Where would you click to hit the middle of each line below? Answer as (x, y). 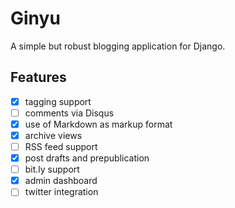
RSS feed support (61, 146)
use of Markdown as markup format (98, 124)
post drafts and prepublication (87, 158)
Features (38, 77)
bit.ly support (52, 169)
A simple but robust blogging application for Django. (118, 46)
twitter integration (61, 192)
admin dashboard (61, 181)
